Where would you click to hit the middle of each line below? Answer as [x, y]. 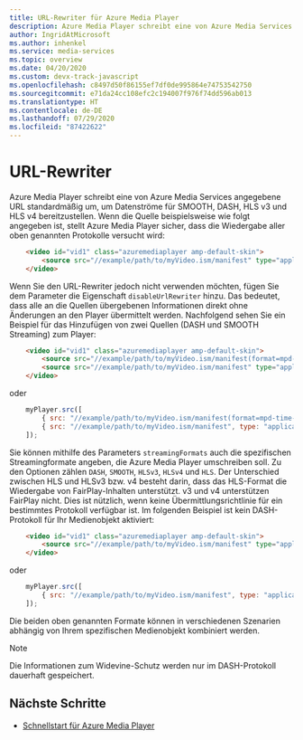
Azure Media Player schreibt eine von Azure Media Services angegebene [145, 196]
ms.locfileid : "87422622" [58, 128]
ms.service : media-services [62, 52]
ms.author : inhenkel [48, 43]
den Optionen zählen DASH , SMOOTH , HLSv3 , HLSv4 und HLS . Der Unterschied [144, 471]
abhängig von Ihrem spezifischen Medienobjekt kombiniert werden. [134, 631]
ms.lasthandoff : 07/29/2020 [62, 119]
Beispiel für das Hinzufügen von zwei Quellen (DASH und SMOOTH [134, 324]
